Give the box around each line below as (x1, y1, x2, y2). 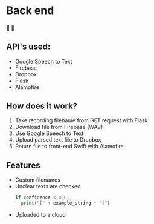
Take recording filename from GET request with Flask (14, 117, 148, 124)
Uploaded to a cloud (14, 211, 66, 218)
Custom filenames (14, 176, 60, 183)
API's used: (6, 42, 51, 52)
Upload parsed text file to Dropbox (14, 136, 101, 143)
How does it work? (6, 100, 78, 111)
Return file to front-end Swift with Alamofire (14, 143, 124, 150)
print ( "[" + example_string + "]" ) (21, 200, 111, 206)
